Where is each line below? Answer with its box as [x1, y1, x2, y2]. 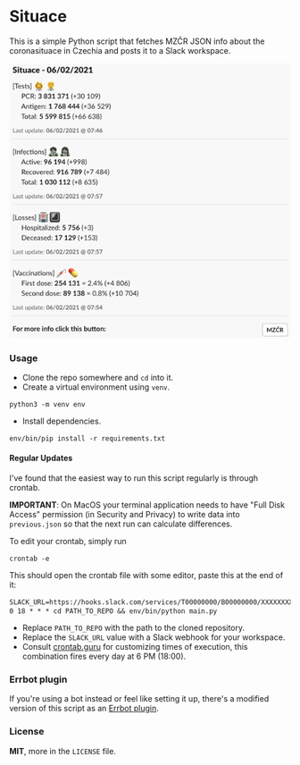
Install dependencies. [21, 416, 102, 426]
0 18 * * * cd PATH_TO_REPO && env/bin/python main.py [9, 607, 218, 616]
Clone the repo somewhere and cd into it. [21, 372, 174, 382]
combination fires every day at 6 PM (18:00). [21, 651, 187, 662]
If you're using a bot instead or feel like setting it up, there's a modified [9, 694, 270, 704]
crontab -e [9, 554, 50, 564]
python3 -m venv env [9, 399, 87, 408]
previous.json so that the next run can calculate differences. [9, 518, 233, 529]
